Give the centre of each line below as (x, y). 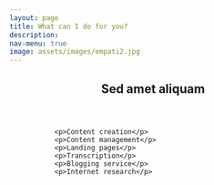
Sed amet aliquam (153, 89)
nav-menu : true (38, 43)
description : (34, 35)
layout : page (34, 18)
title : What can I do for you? (69, 26)
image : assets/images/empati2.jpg (75, 52)
